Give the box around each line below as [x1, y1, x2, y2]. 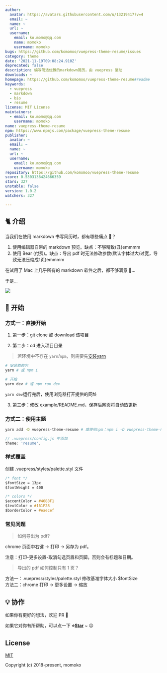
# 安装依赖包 [5, 363, 28, 368]
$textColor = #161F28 [5, 503, 50, 509]
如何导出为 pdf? [17, 533, 50, 539]
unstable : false [5, 184, 39, 189]
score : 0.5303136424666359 [5, 174, 61, 180]
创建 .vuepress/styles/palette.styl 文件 [5, 466, 83, 472]
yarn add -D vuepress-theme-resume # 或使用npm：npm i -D [5, 427, 125, 432]
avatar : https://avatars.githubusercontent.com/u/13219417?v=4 [9, 12, 143, 17]
